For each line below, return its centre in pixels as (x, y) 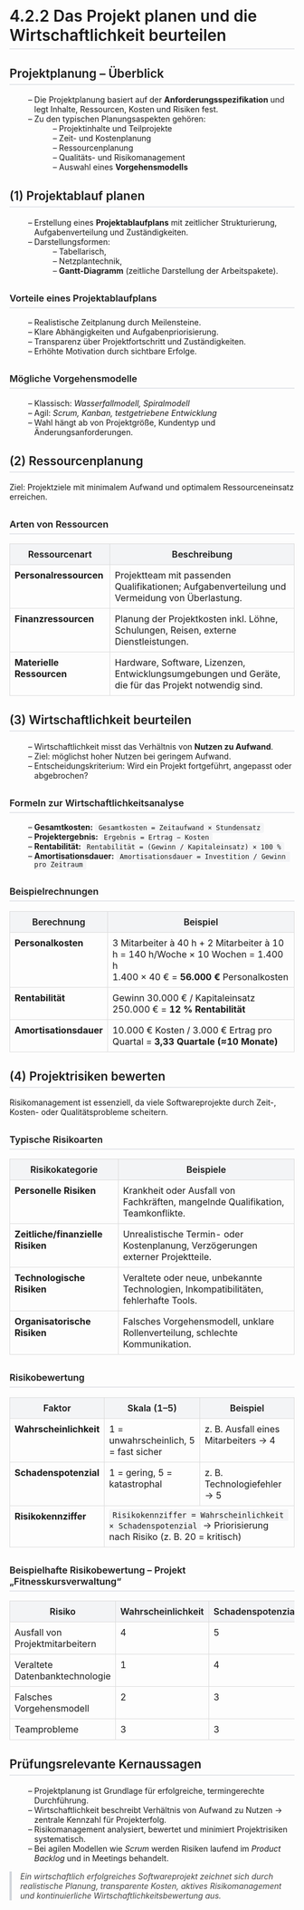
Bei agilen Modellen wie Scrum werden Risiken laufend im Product (157, 1848)
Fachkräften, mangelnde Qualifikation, (204, 1202)
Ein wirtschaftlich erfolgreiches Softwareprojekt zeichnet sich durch (147, 1876)
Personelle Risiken (56, 1191)
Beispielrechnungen (54, 892)
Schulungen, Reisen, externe (176, 630)
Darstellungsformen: (72, 241)
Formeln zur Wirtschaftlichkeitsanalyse (97, 802)
